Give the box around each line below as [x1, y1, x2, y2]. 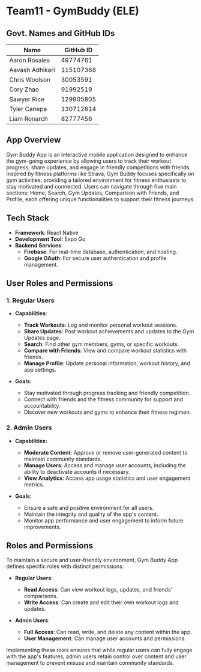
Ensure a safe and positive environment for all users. [23, 504, 154, 511]
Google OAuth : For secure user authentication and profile [23, 254, 167, 262]
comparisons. [23, 593, 58, 600]
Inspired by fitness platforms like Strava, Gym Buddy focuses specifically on [6, 170, 194, 177]
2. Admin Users [6, 423, 52, 432]
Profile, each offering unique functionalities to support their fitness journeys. [6, 195, 195, 202]
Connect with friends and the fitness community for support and [23, 396, 184, 403]
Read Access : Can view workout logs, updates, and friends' [23, 586, 173, 593]
